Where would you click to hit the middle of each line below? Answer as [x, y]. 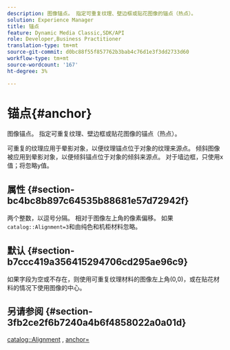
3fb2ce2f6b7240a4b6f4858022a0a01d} [97, 323]
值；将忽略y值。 [30, 165]
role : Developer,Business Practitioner [64, 39]
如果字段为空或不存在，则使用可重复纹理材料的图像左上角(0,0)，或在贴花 [111, 279]
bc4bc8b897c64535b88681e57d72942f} [98, 200]
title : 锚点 [23, 26]
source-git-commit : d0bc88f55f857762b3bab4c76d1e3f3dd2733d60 [98, 52]
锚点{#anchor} [50, 113]
